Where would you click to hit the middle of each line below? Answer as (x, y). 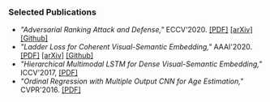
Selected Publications (53, 12)
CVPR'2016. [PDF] (50, 90)
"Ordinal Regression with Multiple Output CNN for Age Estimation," (132, 81)
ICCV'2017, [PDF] (49, 73)
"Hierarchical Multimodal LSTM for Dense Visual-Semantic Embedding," (141, 64)
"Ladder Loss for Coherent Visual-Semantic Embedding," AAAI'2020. (136, 47)
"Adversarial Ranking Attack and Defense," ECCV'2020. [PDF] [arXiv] (136, 30)
